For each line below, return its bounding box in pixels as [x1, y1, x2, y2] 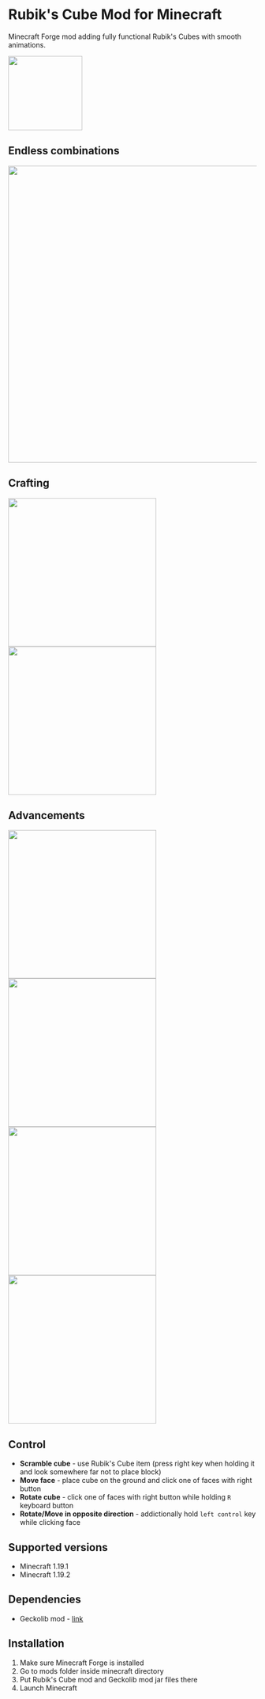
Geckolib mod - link [19, 1614, 84, 1623]
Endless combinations [8, 144, 120, 157]
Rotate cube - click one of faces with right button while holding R [19, 1492, 231, 1502]
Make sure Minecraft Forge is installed [19, 1658, 144, 1667]
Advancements [8, 809, 85, 822]
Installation [8, 1636, 65, 1651]
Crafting [8, 476, 50, 490]
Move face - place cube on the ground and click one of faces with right [19, 1476, 252, 1485]
